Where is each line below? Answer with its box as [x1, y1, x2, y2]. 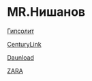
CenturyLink [7, 40, 42, 48]
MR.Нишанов [7, 4, 86, 20]
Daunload [7, 53, 34, 62]
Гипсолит [7, 27, 35, 35]
